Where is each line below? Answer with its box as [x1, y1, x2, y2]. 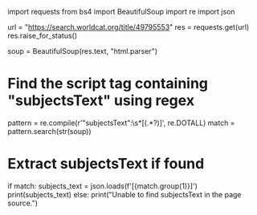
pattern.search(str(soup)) [7, 126, 92, 136]
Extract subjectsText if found [7, 155, 205, 173]
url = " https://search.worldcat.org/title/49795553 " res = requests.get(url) [7, 22, 250, 31]
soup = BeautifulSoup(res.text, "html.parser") [7, 47, 158, 55]
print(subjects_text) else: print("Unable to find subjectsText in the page [7, 189, 242, 199]
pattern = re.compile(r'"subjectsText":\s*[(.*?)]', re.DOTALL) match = [7, 118, 235, 128]
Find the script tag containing [7, 75, 209, 93]
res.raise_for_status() [7, 31, 78, 40]
